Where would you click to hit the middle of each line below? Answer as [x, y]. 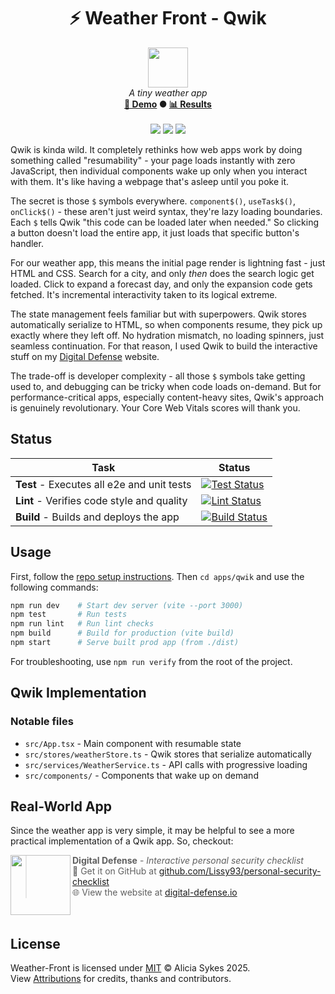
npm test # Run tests [69, 615]
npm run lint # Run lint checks [82, 624]
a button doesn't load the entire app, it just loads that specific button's [155, 232]
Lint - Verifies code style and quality [101, 500]
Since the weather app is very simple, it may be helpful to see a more [152, 831]
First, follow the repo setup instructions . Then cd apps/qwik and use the [157, 576]
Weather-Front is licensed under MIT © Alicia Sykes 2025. [130, 968]
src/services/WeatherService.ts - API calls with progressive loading [166, 764]
